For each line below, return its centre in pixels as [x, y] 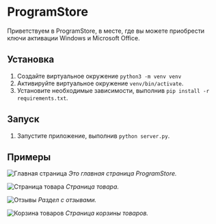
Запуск [23, 119]
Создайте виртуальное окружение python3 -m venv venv [99, 76]
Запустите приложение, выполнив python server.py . [93, 136]
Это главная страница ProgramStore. [122, 173]
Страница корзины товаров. [107, 213]
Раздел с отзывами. [67, 200]
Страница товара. [93, 187]
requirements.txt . [42, 98]
